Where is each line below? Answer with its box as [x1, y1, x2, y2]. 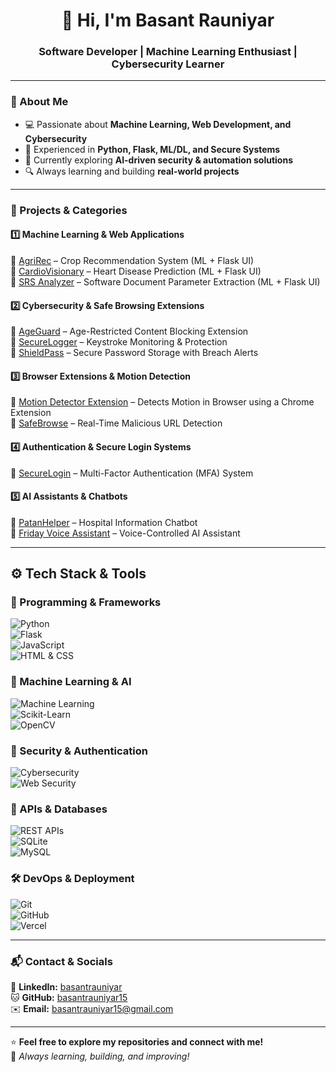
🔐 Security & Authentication [10, 744, 148, 758]
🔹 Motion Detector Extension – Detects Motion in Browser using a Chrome [10, 396, 315, 408]
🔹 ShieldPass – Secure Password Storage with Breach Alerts [10, 347, 259, 359]
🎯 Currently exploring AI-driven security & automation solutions [24, 154, 293, 166]
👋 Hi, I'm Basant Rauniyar [61, 9, 275, 32]
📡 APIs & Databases [10, 802, 108, 816]
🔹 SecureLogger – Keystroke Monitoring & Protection [10, 336, 228, 348]
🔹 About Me [10, 95, 69, 109]
